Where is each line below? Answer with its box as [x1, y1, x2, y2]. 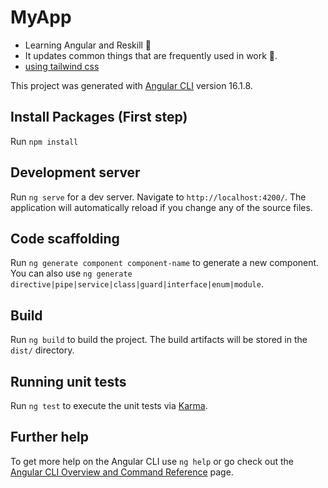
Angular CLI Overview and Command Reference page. [10, 466, 234, 478]
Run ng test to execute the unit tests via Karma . [10, 400, 208, 411]
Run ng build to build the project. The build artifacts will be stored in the [10, 334, 308, 346]
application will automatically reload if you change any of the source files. [10, 201, 313, 213]
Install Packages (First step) [10, 109, 188, 126]
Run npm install [10, 135, 79, 147]
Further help [10, 429, 90, 446]
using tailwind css [24, 60, 100, 72]
